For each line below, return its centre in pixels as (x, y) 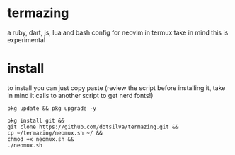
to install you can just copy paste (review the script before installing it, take (116, 88)
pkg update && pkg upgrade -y (52, 108)
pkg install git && (36, 120)
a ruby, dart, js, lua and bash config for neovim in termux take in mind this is (118, 32)
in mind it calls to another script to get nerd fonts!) (80, 95)
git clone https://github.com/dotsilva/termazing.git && (93, 127)
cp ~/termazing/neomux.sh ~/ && (55, 133)
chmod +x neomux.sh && (41, 139)
